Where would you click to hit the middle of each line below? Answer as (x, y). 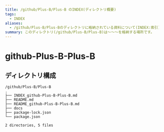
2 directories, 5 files (29, 125)
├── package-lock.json (28, 113)
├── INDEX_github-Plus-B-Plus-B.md (41, 95)
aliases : (14, 23)
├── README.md (20, 100)
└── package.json (23, 117)
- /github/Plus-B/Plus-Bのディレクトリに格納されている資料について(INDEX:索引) (85, 28)
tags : (10, 14)
